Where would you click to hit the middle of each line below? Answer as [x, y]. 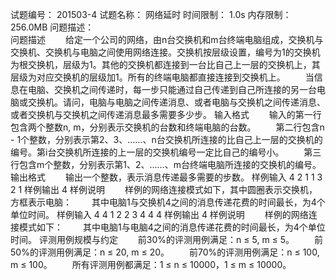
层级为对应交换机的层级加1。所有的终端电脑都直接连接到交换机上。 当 [162, 77]
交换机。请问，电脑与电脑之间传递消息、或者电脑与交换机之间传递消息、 [176, 102]
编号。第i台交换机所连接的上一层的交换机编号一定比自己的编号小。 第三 [166, 152]
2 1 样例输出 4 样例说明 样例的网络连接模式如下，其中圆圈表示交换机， [164, 189]
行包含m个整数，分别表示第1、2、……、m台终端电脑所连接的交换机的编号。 [166, 164]
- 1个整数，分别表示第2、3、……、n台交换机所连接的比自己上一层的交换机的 [166, 139]
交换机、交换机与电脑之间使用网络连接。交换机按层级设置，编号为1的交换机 [165, 52]
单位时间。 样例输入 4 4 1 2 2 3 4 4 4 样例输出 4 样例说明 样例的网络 [159, 214]
